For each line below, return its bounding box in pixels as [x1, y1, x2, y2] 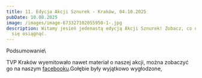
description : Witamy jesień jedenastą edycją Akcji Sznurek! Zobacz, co [6, 25, 192, 32]
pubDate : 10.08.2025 [6, 14, 58, 20]
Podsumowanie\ [6, 47, 46, 54]
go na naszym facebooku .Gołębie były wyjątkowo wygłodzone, [6, 65, 162, 72]
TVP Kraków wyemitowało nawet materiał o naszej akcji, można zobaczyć [6, 59, 189, 66]
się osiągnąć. [11, 31, 47, 37]
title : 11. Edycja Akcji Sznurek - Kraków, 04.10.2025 [6, 8, 147, 15]
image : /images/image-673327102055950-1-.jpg [6, 20, 122, 26]
